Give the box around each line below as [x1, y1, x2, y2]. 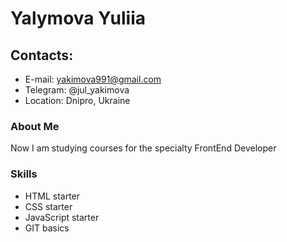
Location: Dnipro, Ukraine [24, 95, 131, 106]
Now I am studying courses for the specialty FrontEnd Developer [10, 142, 277, 154]
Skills [10, 167, 38, 181]
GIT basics [24, 222, 70, 234]
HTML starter [24, 190, 81, 202]
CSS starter [24, 200, 73, 212]
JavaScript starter [24, 211, 100, 223]
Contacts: [10, 47, 74, 64]
